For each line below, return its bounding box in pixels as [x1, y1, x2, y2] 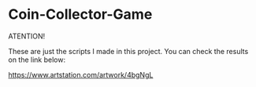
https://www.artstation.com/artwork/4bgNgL [8, 70, 154, 79]
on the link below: [8, 55, 65, 64]
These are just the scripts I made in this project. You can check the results [8, 46, 249, 56]
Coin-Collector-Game [8, 5, 153, 24]
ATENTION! [8, 31, 46, 41]
